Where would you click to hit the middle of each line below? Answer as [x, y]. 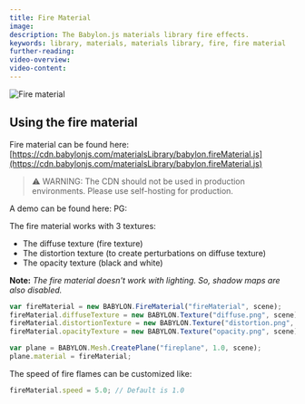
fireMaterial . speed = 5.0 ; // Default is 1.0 [97, 390]
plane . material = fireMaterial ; [70, 357]
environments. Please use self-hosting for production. [133, 190]
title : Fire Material [50, 18]
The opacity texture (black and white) [93, 263]
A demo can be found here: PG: [69, 208]
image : [22, 26]
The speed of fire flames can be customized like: [101, 373]
